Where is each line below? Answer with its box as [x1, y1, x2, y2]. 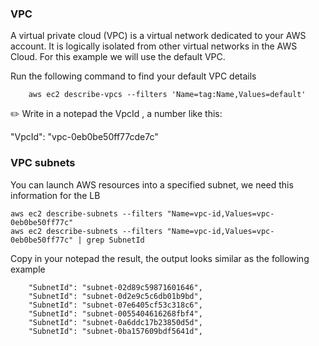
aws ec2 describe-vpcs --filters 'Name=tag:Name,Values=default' [28, 90, 307, 100]
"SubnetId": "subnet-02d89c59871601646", [28, 282, 203, 292]
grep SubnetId [86, 235, 145, 245]
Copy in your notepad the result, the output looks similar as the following [10, 252, 310, 264]
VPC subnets [10, 156, 76, 170]
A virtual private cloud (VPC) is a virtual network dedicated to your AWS [10, 30, 307, 42]
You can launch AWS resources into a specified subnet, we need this [10, 178, 294, 191]
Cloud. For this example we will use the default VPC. [10, 51, 226, 63]
